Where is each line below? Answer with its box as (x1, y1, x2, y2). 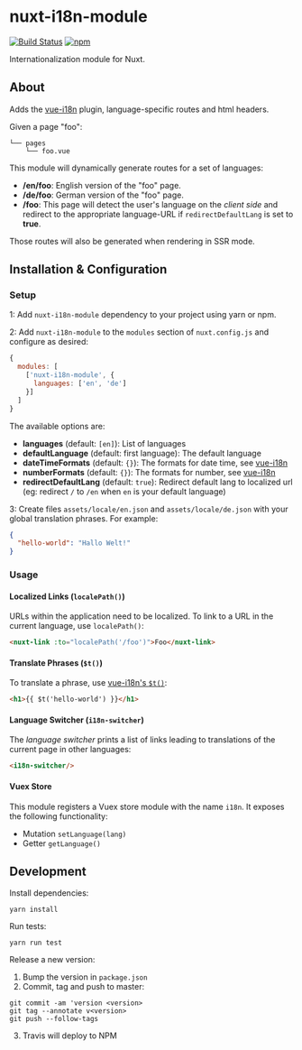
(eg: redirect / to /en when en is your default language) (22, 485, 227, 497)
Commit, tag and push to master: (22, 981, 145, 992)
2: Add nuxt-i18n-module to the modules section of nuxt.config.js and (9, 327, 270, 337)
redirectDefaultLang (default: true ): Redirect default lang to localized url (22, 476, 293, 487)
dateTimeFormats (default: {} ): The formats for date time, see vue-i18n (22, 457, 288, 468)
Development (9, 863, 87, 879)
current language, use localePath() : (9, 621, 144, 631)
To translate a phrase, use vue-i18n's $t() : (9, 677, 168, 688)
